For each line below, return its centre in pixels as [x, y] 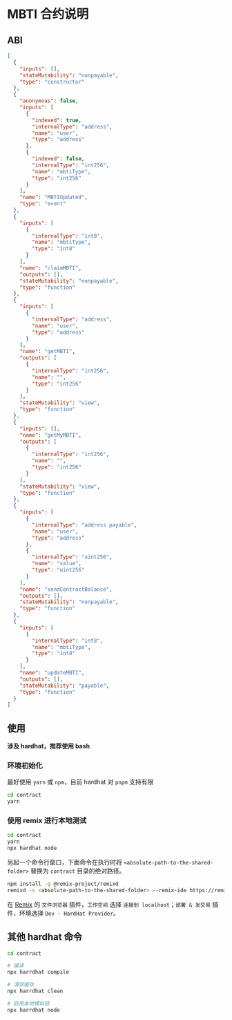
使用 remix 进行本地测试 [47, 821]
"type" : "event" [43, 204]
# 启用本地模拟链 [28, 1003]
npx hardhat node [32, 848]
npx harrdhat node [33, 1010]
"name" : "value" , [57, 564]
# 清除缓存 [21, 985]
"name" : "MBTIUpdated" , [54, 198]
